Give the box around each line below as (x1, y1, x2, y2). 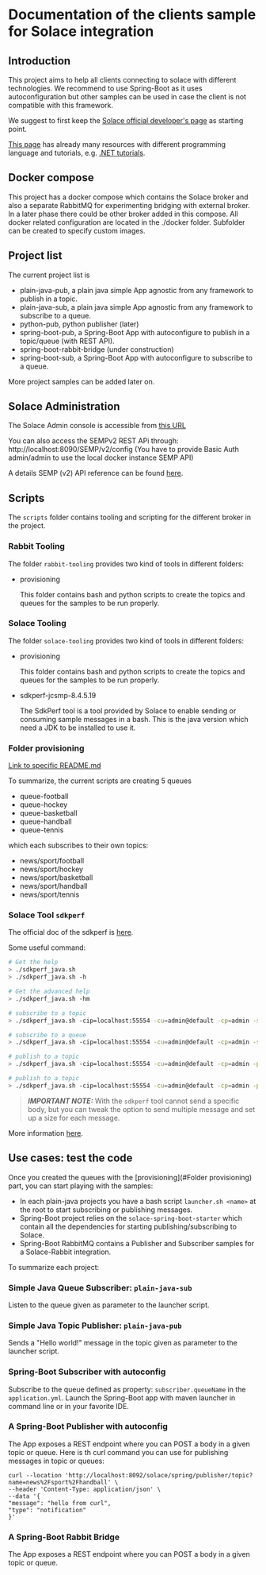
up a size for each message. (27, 1113, 120, 1122)
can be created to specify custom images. (8, 226, 146, 235)
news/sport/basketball (19, 873, 93, 882)
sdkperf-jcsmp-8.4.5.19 (19, 690, 97, 700)
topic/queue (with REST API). (19, 336, 115, 345)
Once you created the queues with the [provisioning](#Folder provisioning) (8, 1172, 253, 1182)
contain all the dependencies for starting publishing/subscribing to (19, 1222, 237, 1231)
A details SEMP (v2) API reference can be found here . (8, 469, 184, 478)
